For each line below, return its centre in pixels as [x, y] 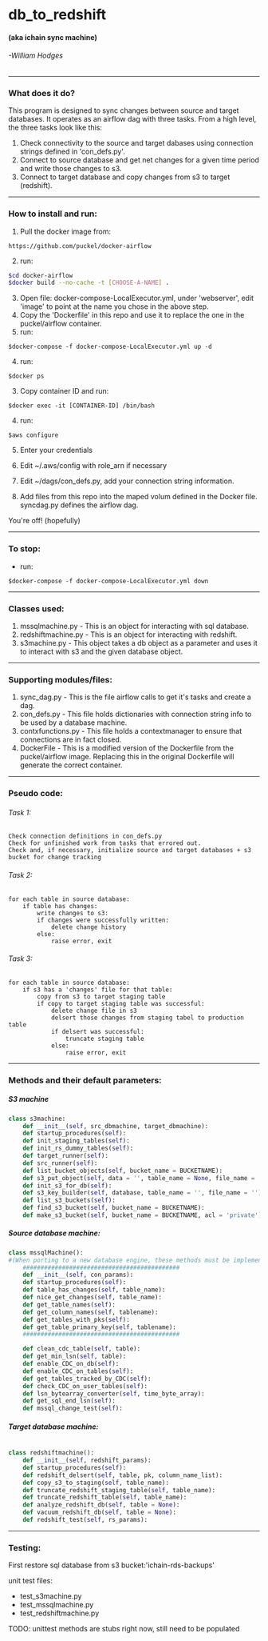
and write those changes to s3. [71, 169]
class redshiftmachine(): [51, 1453]
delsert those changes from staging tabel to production [148, 1018]
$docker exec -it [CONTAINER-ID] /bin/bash [82, 406]
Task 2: [21, 875]
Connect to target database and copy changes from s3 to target [125, 177]
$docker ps [26, 376]
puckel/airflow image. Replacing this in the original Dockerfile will [127, 757]
